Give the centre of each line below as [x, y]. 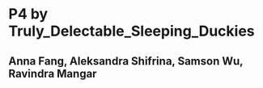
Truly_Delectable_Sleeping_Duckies [131, 31]
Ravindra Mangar [53, 73]
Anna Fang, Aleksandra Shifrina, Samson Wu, [126, 61]
